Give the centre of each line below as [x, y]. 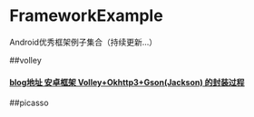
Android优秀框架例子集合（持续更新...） [83, 42]
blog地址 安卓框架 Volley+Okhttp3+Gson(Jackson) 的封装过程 [127, 82]
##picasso [29, 103]
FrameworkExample [86, 16]
